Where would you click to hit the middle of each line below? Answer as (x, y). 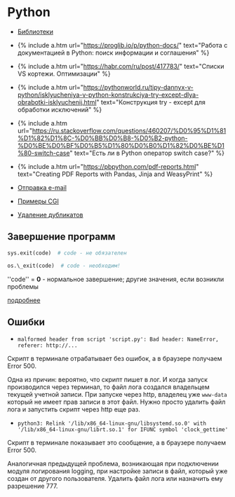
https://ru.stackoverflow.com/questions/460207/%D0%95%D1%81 (129, 130)
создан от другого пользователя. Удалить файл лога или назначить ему (115, 479)
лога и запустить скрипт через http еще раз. (74, 409)
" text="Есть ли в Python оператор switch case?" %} (147, 153)
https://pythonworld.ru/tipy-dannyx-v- (139, 87)
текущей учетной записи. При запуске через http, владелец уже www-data (117, 395)
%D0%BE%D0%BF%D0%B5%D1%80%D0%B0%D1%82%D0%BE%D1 (121, 145)
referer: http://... (47, 346)
